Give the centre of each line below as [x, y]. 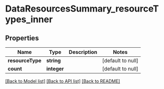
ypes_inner [29, 19]
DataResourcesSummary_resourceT [82, 9]
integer [55, 69]
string [54, 61]
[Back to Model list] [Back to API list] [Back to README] [63, 81]
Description [83, 52]
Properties [22, 38]
